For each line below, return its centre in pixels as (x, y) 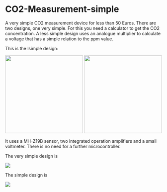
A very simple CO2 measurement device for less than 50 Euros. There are (81, 23)
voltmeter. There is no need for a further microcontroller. (63, 146)
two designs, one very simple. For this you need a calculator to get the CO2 (83, 28)
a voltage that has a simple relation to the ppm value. (59, 39)
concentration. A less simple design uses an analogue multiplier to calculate (83, 33)
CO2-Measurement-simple (62, 9)
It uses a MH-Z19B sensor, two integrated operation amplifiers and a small (81, 141)
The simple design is (26, 175)
